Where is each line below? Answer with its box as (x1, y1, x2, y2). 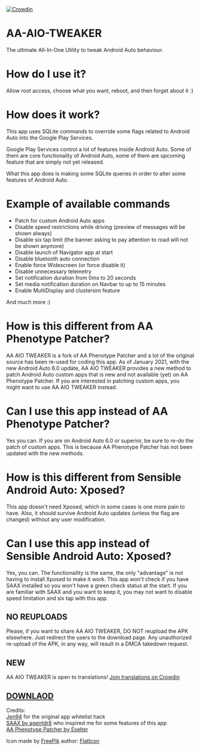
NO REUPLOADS (6, 611, 67, 622)
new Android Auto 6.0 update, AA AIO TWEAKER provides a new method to (6, 365, 192, 372)
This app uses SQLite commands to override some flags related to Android (6, 127, 190, 134)
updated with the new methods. (6, 449, 85, 457)
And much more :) (6, 298, 51, 305)
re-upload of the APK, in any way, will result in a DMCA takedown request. (6, 640, 189, 648)
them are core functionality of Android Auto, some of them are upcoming (6, 152, 186, 159)
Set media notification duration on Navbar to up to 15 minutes (14, 280, 166, 287)
